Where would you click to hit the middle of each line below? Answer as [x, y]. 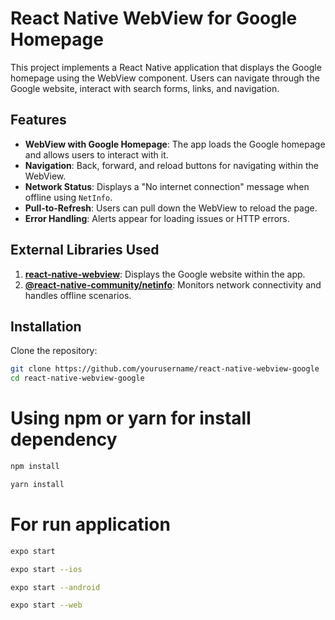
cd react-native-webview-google [77, 378]
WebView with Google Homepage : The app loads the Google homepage [175, 144]
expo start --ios [46, 569]
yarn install [37, 484]
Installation [46, 326]
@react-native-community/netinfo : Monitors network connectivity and [173, 284]
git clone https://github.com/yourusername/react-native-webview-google [165, 369]
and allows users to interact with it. [96, 154]
